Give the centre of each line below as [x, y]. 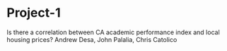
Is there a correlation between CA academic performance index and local [113, 32]
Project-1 [34, 13]
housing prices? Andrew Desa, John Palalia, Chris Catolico [92, 39]
